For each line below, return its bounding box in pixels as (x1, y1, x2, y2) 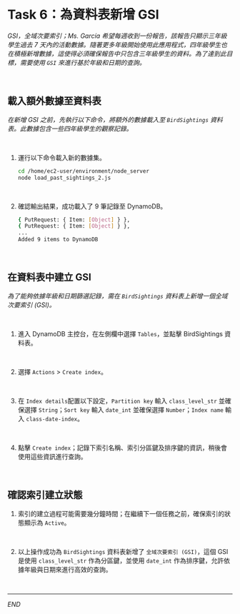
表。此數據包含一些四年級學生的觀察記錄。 (7, 124, 133, 133)
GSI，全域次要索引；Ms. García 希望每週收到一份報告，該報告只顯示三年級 (7, 31, 227, 40)
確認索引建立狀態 (7, 489, 83, 501)
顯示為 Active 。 (24, 518, 71, 527)
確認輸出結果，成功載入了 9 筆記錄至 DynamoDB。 (17, 201, 167, 211)
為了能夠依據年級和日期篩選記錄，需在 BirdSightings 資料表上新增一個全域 (7, 291, 228, 300)
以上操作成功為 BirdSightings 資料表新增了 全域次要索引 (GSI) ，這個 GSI (17, 547, 229, 555)
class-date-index (26, 416, 78, 423)
